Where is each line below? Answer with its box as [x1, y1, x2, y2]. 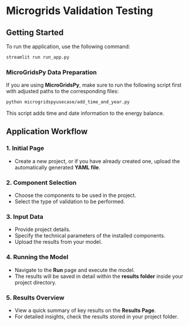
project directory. [14, 279, 57, 286]
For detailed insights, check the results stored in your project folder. [14, 313, 178, 320]
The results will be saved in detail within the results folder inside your [14, 273, 184, 280]
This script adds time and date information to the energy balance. [6, 110, 164, 117]
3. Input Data [6, 212, 44, 220]
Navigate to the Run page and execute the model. [14, 266, 135, 273]
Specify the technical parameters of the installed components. [14, 232, 166, 239]
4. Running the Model [6, 253, 69, 262]
